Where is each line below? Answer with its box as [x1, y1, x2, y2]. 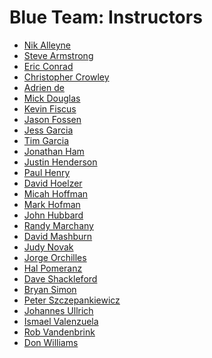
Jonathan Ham [23, 145, 85, 157]
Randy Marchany [23, 219, 94, 231]
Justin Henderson [23, 156, 98, 168]
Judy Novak [23, 241, 74, 253]
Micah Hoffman [23, 187, 89, 200]
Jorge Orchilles [23, 251, 87, 263]
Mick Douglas [23, 92, 81, 104]
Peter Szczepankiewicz [23, 294, 121, 306]
